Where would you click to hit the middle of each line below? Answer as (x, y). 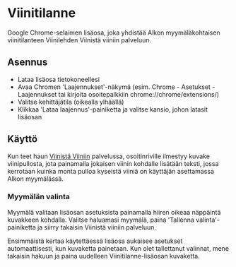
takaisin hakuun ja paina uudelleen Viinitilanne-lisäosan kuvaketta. (104, 256)
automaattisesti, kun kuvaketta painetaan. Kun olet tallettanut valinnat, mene (118, 248)
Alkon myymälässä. (35, 179)
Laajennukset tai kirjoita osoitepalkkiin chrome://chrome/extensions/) (118, 94)
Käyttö (22, 139)
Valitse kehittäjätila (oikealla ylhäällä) (71, 102)
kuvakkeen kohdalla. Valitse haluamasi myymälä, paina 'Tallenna (101, 220)
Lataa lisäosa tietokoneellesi (59, 79)
